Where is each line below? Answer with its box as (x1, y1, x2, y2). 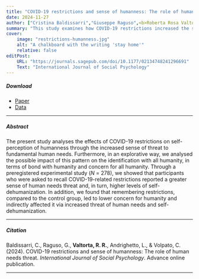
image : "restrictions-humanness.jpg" (17, 36, 110, 42)
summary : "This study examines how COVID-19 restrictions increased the (6, 25, 190, 32)
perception (6, 144, 33, 152)
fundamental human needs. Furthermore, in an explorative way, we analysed (6, 151, 193, 158)
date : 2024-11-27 (6, 14, 49, 20)
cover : (6, 31, 23, 37)
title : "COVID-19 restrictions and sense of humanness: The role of (6, 8, 179, 15)
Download (6, 82, 33, 89)
